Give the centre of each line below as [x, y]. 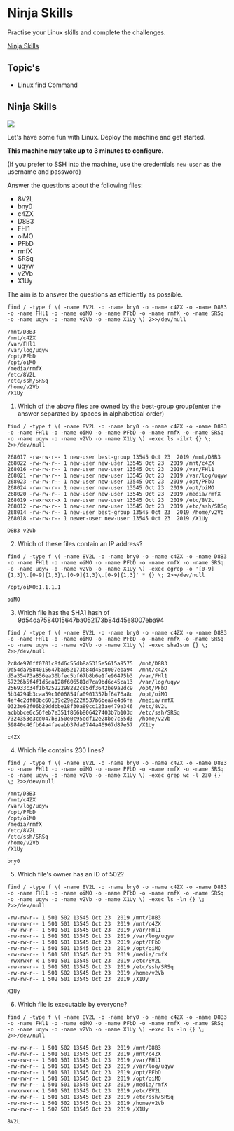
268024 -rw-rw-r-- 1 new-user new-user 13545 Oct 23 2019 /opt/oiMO [111, 488]
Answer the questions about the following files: [75, 185]
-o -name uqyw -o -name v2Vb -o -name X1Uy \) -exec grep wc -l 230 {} [114, 775]
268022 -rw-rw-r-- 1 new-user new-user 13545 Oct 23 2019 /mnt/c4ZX [111, 463]
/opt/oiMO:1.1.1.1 [34, 587]
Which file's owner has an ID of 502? [70, 874]
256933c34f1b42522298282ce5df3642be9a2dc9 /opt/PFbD [88, 688]
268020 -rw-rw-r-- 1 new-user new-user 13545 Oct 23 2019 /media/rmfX [114, 494]
